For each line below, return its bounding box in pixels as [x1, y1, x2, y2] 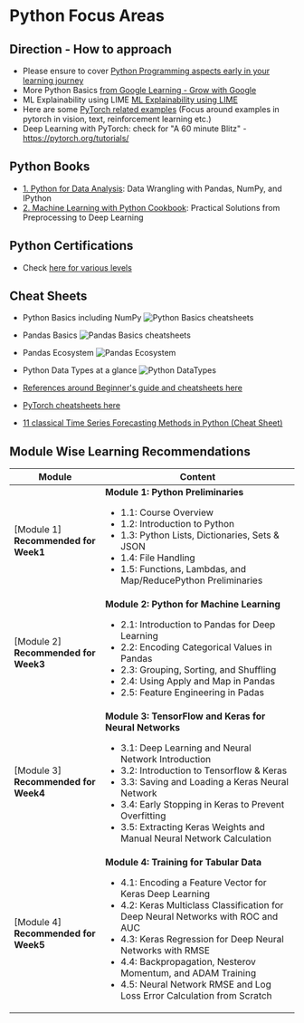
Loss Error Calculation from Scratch [120, 990, 273, 1002]
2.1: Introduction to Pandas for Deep [120, 618, 276, 631]
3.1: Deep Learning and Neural [120, 741, 252, 754]
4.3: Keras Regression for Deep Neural [120, 933, 285, 946]
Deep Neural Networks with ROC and [120, 911, 279, 923]
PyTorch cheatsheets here [22, 400, 121, 411]
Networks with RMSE [120, 944, 211, 957]
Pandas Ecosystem [22, 348, 94, 359]
